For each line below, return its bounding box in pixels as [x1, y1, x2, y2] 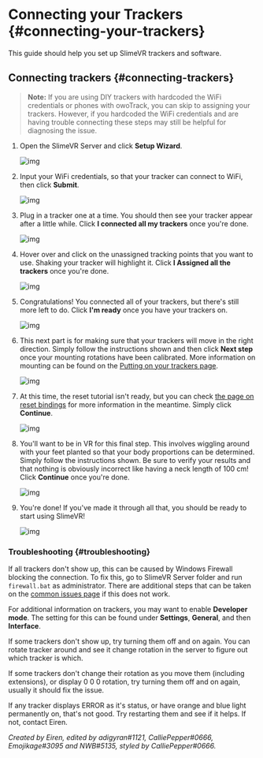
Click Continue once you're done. [19, 472, 130, 482]
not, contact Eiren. [8, 718, 69, 727]
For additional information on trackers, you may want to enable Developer [8, 605, 248, 614]
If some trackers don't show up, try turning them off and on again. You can [8, 637, 250, 646]
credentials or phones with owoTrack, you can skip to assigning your [27, 100, 250, 110]
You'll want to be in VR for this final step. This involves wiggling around [19, 439, 250, 448]
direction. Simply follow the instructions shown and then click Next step [19, 344, 254, 353]
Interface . [8, 622, 42, 631]
